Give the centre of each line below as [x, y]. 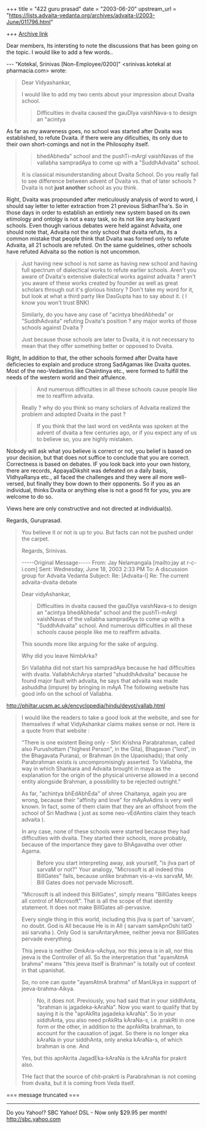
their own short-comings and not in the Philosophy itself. [78, 144]
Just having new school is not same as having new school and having [109, 264]
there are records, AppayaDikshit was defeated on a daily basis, [87, 471]
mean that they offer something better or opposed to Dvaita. [97, 346]
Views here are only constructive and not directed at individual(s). [90, 508]
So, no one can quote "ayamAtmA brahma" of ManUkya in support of [109, 982]
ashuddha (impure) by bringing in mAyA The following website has [105, 687]
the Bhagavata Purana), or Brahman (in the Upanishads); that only [105, 755]
